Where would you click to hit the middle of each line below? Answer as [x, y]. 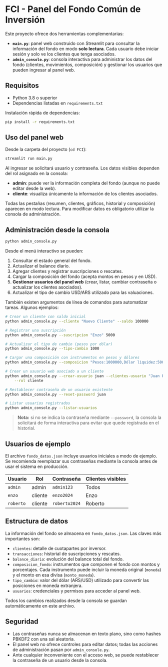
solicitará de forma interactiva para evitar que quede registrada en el [88, 423]
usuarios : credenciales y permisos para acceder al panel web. [76, 590]
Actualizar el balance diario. [41, 266]
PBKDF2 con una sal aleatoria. [43, 639]
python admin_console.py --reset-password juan [56, 394]
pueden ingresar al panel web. [44, 70]
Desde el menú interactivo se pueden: [44, 251]
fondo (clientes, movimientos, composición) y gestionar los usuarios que [87, 64]
